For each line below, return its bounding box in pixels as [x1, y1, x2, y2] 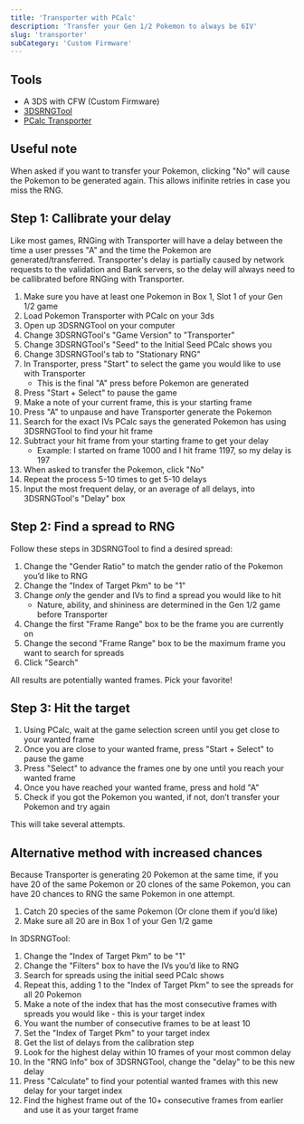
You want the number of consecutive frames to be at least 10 [23, 1018, 252, 1029]
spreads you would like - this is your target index [23, 1008, 205, 1019]
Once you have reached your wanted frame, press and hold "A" [23, 782, 260, 793]
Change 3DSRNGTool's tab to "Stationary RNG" [23, 348, 202, 359]
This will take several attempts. [10, 819, 126, 830]
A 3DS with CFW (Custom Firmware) [23, 96, 160, 107]
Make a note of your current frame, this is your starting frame [23, 396, 252, 407]
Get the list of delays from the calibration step [23, 1037, 195, 1048]
